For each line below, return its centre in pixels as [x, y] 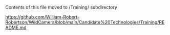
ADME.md [16, 27]
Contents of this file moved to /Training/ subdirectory [61, 7]
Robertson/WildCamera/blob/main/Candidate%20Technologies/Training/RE [85, 22]
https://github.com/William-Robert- [42, 17]
